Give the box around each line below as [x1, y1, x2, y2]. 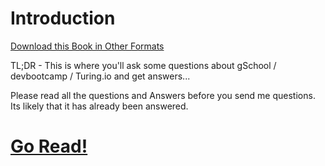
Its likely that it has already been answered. [10, 100, 189, 112]
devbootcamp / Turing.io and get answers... [10, 70, 191, 82]
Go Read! [10, 135, 88, 158]
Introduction [10, 7, 116, 30]
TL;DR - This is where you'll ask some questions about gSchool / [10, 59, 277, 71]
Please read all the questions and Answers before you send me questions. [10, 89, 316, 101]
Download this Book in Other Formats [10, 40, 165, 52]
